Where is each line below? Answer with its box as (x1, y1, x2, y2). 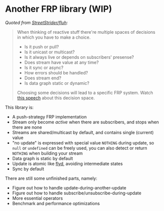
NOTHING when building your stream (12, 150, 83, 156)
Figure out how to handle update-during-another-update (12, 185, 126, 190)
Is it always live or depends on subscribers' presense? (24, 54, 134, 60)
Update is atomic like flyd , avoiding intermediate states (12, 161, 123, 166)
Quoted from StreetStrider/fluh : (5, 20, 68, 25)
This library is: (5, 104, 34, 110)
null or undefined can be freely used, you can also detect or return (12, 145, 148, 151)
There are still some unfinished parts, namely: (5, 175, 97, 181)
